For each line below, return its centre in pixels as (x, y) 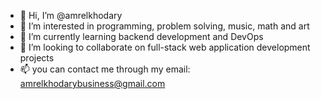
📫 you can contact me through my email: (105, 69)
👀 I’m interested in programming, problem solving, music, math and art (164, 26)
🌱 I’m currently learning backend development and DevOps (141, 36)
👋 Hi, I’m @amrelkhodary (71, 15)
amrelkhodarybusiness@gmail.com (92, 83)
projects (37, 58)
